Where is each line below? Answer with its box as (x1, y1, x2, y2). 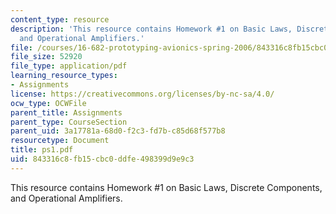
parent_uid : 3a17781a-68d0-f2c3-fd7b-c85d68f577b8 (10, 126, 226, 136)
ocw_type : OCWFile (10, 98, 87, 108)
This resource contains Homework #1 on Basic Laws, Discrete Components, (10, 181, 323, 193)
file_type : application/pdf (10, 61, 128, 71)
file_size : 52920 (10, 52, 83, 62)
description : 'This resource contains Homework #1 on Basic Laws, (10, 24, 293, 34)
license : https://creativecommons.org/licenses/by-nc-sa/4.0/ (10, 89, 275, 99)
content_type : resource (10, 14, 110, 25)
